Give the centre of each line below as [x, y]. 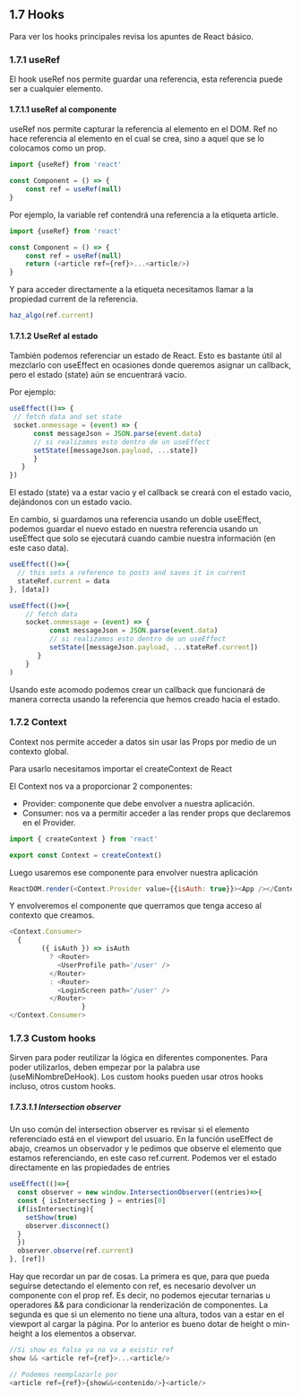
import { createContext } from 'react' [84, 839]
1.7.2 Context [38, 722]
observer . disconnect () [68, 1226]
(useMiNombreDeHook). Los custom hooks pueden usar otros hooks [137, 1077]
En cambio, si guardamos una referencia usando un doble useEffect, [135, 519]
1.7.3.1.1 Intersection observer [65, 1106]
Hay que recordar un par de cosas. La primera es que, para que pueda [140, 1277]
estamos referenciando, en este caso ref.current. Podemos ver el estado [143, 1158]
